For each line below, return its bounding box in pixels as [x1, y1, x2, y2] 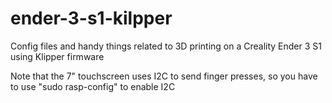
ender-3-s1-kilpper [10, 7, 173, 30]
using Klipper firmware [10, 50, 105, 62]
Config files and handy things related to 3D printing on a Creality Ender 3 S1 [10, 40, 322, 52]
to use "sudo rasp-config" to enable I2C [10, 80, 176, 92]
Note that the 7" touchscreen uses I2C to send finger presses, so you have [10, 70, 318, 82]
